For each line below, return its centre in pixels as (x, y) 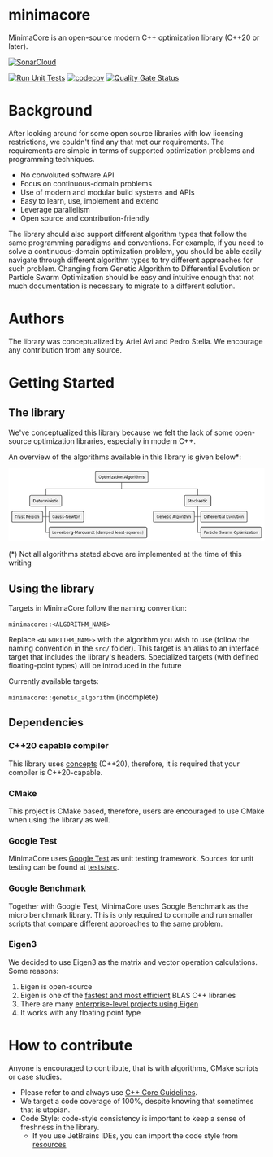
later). (18, 46)
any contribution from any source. (65, 350)
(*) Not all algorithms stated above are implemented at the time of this (125, 554)
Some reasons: (34, 971)
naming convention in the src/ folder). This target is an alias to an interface (134, 648)
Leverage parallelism (55, 209)
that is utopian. (45, 1110)
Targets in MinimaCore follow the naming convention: (97, 607)
